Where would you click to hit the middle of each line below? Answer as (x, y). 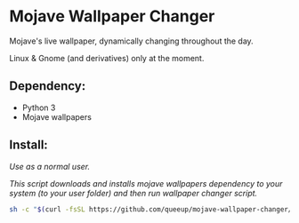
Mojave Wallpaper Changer (112, 16)
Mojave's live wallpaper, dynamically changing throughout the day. (131, 41)
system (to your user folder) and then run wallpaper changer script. (133, 193)
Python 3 (39, 108)
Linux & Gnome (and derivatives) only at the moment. (107, 58)
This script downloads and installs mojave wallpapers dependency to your (146, 183)
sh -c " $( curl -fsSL (48, 209)
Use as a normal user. (50, 166)
